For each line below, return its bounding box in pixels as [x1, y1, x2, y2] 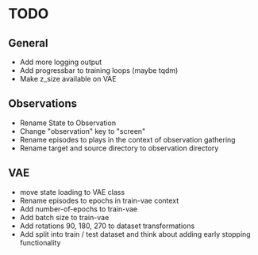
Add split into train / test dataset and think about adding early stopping [19, 229, 252, 238]
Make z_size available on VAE [19, 74, 117, 83]
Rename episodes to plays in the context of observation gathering [19, 135, 236, 144]
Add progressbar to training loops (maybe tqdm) [19, 66, 179, 75]
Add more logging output [19, 57, 102, 67]
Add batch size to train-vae [19, 212, 110, 222]
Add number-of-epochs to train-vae [19, 204, 138, 214]
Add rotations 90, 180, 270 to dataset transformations [19, 221, 195, 230]
